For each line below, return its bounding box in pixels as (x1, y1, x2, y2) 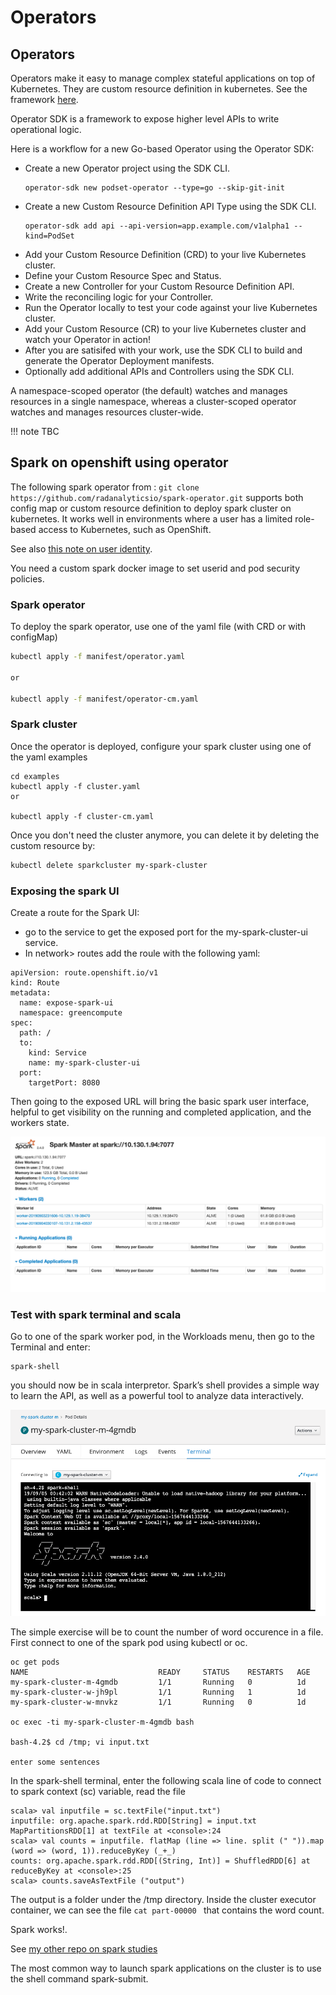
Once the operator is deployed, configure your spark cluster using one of (10, 740, 312, 752)
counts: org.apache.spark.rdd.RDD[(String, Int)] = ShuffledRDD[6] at (10, 1856, 311, 1866)
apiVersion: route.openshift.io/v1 (10, 967, 159, 978)
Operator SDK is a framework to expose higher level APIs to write (10, 113, 280, 125)
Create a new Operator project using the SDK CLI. (24, 162, 231, 174)
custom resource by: (10, 839, 96, 851)
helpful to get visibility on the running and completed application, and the (10, 1106, 312, 1118)
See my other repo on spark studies (10, 1942, 158, 1955)
